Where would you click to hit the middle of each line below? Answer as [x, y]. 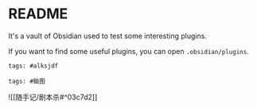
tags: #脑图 [27, 81]
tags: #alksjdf [33, 66]
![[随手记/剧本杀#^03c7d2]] [53, 97]
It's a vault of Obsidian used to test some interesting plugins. [107, 36]
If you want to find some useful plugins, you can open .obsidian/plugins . [128, 51]
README [38, 14]
